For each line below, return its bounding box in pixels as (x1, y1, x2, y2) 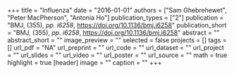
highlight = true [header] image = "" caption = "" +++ (7, 58, 162, 66)
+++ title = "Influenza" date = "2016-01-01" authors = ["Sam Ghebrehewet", (7, 6, 227, 14)
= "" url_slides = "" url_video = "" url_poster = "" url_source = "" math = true (7, 51, 228, 59)
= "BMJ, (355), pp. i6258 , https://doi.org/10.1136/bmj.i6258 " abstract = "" (7, 28, 220, 37)
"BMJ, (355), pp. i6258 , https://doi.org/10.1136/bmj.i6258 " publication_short (7, 21, 227, 29)
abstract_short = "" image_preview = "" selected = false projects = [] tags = (7, 36, 227, 44)
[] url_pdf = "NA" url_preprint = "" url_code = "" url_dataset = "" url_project (7, 44, 224, 51)
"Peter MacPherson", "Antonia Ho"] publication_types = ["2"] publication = (7, 13, 224, 22)
